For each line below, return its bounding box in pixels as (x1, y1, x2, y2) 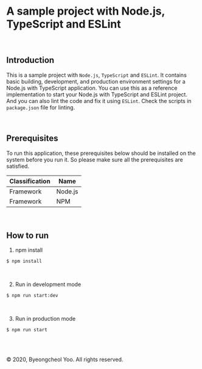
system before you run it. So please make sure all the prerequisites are (6, 156, 184, 163)
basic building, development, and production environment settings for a (6, 77, 186, 85)
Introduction (6, 55, 55, 65)
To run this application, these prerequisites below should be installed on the (6, 149, 196, 157)
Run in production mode (15, 315, 76, 323)
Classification (9, 177, 50, 185)
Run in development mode (15, 281, 82, 288)
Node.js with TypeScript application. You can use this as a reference (6, 84, 178, 91)
